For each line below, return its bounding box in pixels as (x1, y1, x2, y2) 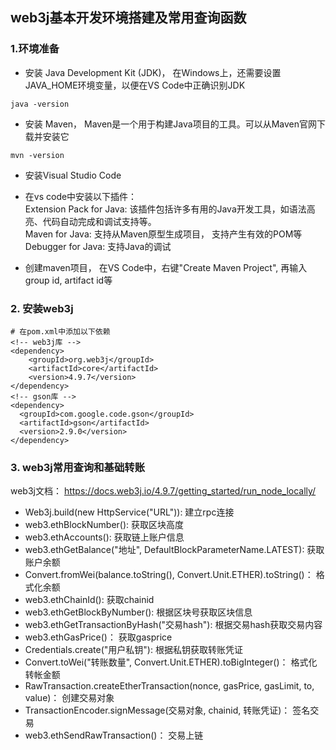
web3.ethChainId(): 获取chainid (24, 594, 155, 606)
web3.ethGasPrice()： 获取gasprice (24, 631, 173, 643)
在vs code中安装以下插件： (24, 190, 138, 202)
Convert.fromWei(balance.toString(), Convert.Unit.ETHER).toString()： (24, 569, 314, 581)
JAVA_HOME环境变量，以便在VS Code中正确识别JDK (24, 79, 246, 91)
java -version (10, 99, 70, 109)
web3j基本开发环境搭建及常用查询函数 (10, 9, 247, 27)
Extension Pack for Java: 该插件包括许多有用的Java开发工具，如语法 (24, 203, 307, 215)
